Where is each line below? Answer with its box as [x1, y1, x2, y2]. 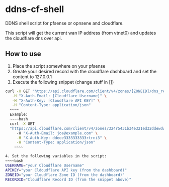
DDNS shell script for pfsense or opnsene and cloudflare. [5, 20, 124, 26]
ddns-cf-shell [5, 4, 64, 15]
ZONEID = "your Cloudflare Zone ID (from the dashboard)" [5, 172, 125, 177]
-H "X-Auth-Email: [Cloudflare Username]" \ [12, 93, 107, 98]
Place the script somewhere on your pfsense [12, 63, 106, 69]
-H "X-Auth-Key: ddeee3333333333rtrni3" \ [16, 135, 107, 140]
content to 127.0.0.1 [12, 74, 52, 80]
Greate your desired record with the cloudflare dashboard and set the [12, 68, 157, 74]
